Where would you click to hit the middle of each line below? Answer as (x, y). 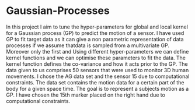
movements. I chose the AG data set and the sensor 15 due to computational (98, 76)
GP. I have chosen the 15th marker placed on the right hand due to (86, 95)
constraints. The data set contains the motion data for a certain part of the (95, 82)
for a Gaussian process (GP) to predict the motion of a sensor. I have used (95, 33)
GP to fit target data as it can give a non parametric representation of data (95, 39)
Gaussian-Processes (58, 11)
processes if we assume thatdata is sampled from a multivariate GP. (88, 45)
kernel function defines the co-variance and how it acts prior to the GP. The (97, 64)
